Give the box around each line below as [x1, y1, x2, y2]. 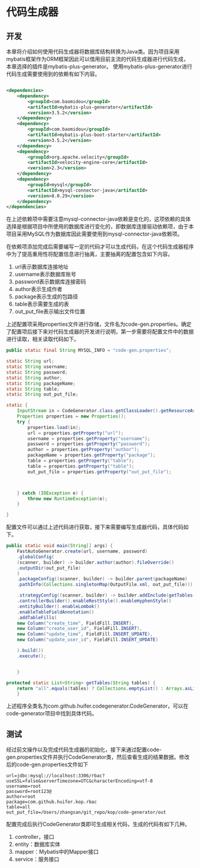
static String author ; [6, 375, 62, 381]
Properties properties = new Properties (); [17, 413, 127, 419]
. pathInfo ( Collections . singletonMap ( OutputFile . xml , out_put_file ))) [17, 582, 193, 588]
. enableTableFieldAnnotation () [17, 609, 95, 615]
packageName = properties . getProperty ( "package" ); [27, 452, 156, 458]
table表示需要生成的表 [14, 301, 70, 308]
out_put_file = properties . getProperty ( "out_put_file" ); [27, 469, 171, 475]
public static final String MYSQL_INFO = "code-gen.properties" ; [6, 347, 171, 354]
